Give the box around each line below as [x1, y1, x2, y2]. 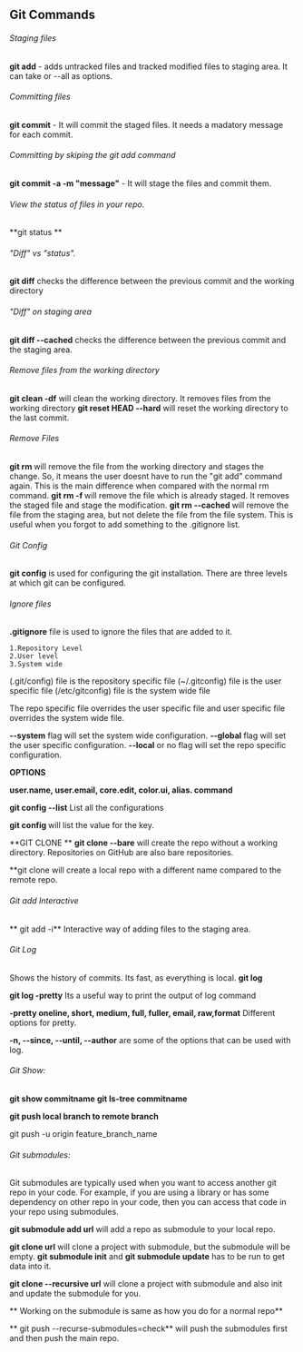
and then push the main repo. [9, 1333, 120, 1344]
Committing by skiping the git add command [9, 150, 176, 161]
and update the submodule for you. [9, 1288, 142, 1299]
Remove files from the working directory [9, 365, 161, 376]
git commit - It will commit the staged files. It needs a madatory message [9, 119, 284, 130]
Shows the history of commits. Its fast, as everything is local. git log [9, 972, 263, 983]
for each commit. [9, 129, 73, 140]
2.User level [9, 652, 59, 661]
